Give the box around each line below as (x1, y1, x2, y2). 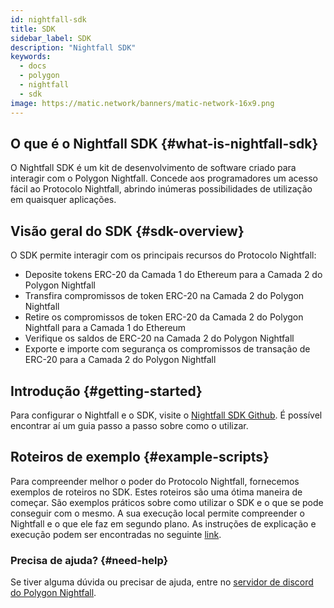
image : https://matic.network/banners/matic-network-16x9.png (10, 98, 275, 108)
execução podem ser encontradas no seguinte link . (10, 528, 222, 540)
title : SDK (10, 24, 56, 34)
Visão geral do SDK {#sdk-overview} (10, 222, 245, 240)
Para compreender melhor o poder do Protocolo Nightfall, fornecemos (10, 475, 300, 487)
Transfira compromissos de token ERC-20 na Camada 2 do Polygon (24, 290, 305, 302)
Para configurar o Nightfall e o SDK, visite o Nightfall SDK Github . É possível (10, 409, 323, 421)
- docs (19, 61, 47, 71)
